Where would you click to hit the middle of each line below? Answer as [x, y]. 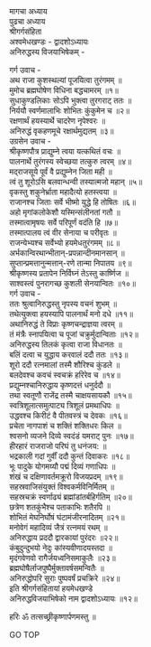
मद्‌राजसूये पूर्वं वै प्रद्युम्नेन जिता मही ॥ [61, 172]
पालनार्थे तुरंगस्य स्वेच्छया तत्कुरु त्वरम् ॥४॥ [71, 161]
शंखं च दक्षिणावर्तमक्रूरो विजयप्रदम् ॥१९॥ [66, 477]
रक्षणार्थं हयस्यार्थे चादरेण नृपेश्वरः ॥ [58, 121]
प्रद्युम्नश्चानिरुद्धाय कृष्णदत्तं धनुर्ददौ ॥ [60, 385]
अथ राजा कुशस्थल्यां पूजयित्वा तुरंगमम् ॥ [66, 80]
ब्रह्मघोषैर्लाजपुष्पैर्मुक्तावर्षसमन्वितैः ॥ [57, 568]
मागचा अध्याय [28, 11]
